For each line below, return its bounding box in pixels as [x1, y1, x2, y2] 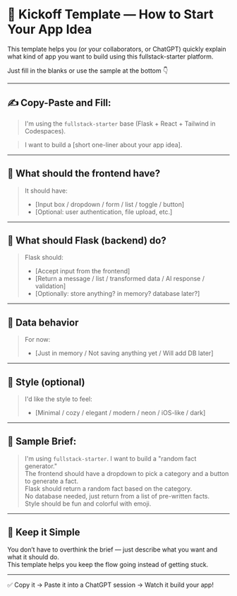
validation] [35, 282, 66, 290]
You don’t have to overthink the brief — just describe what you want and [7, 545, 218, 554]
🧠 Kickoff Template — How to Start [7, 6, 214, 23]
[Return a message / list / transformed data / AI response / [35, 275, 205, 283]
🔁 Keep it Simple [7, 526, 80, 539]
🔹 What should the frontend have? [7, 167, 161, 179]
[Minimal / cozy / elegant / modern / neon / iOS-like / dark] [35, 409, 206, 417]
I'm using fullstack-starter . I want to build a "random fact [24, 454, 197, 463]
